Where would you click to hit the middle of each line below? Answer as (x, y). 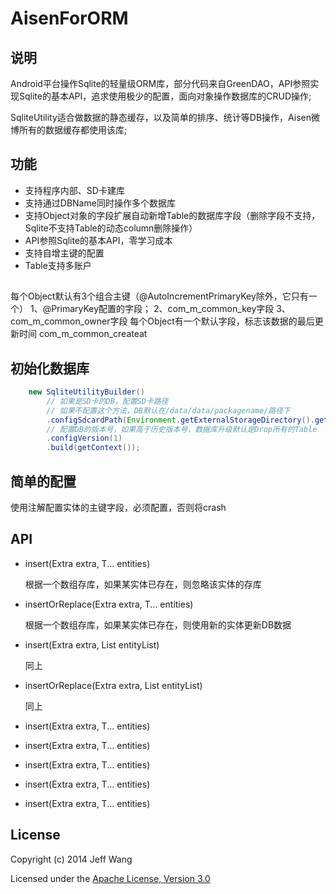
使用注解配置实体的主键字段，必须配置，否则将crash (118, 507)
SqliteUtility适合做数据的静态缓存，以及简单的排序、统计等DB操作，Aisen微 (165, 117)
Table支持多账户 (58, 265)
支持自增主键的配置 (64, 253)
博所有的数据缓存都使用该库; (69, 130)
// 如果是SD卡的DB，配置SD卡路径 (107, 401)
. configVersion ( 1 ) (84, 438)
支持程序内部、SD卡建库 (74, 190)
